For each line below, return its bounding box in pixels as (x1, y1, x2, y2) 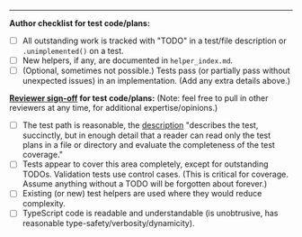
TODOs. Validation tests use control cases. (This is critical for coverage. (22, 169, 289, 180)
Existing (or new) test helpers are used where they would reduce (22, 188, 262, 199)
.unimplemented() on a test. (22, 46, 124, 57)
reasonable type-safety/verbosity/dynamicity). (22, 218, 195, 229)
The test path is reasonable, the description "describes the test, (22, 120, 259, 131)
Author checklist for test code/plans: (9, 18, 151, 28)
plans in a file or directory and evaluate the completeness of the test (22, 140, 276, 150)
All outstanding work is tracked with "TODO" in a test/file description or (22, 35, 287, 46)
